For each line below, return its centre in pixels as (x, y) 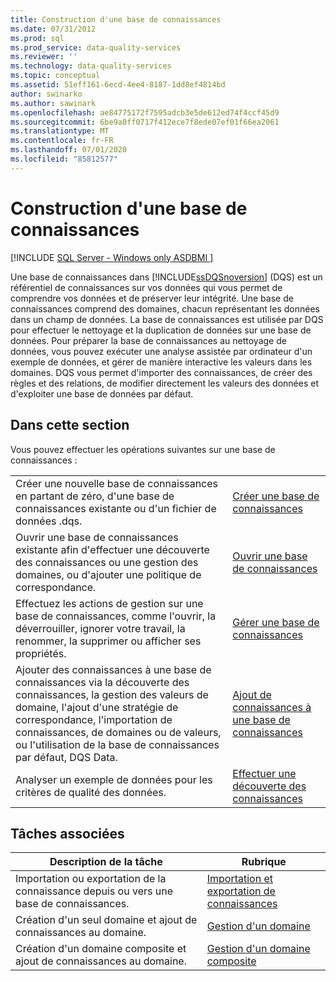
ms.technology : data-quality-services (91, 66)
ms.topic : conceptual (55, 76)
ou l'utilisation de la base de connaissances (117, 744)
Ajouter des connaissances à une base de (113, 669)
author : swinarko (46, 94)
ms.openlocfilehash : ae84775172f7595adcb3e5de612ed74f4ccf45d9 (145, 112)
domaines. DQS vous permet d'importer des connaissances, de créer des (161, 372)
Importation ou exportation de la (91, 879)
